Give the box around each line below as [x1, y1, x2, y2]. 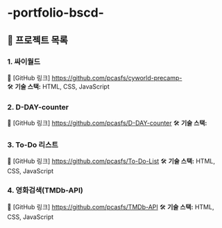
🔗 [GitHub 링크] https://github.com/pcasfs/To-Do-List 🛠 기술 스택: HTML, [7, 157, 215, 166]
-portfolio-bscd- [7, 5, 104, 21]
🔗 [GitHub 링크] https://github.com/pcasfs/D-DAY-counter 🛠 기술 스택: [7, 119, 207, 128]
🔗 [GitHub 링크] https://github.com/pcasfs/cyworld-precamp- [7, 73, 182, 82]
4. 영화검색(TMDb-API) [7, 186, 83, 195]
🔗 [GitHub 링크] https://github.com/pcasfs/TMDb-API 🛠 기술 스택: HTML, [7, 202, 214, 211]
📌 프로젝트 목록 [7, 34, 68, 46]
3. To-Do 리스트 [7, 140, 59, 150]
